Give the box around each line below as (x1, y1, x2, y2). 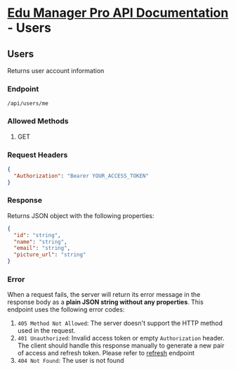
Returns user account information (7, 67, 105, 75)
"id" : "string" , (13, 231, 61, 238)
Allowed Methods (7, 116, 69, 126)
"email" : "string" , (13, 245, 71, 252)
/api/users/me (7, 100, 49, 107)
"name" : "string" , (13, 238, 68, 245)
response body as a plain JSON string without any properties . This (7, 298, 204, 307)
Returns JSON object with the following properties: (7, 211, 155, 219)
